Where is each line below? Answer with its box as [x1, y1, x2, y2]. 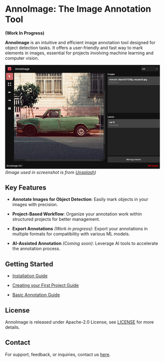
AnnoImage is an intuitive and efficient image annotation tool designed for [5, 39, 156, 45]
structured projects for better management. [12, 217, 101, 222]
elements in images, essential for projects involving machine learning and [5, 50, 154, 56]
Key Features [5, 183, 47, 192]
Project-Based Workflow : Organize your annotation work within [12, 211, 142, 217]
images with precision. [12, 202, 58, 208]
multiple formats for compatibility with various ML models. [12, 231, 130, 237]
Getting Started [5, 260, 54, 268]
